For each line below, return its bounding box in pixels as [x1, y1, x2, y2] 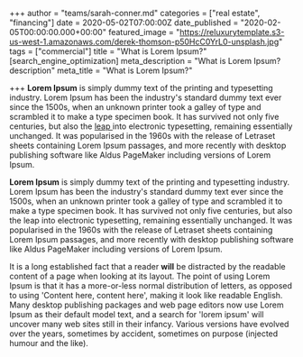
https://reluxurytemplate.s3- [179, 27, 285, 37]
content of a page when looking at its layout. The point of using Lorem [9, 270, 271, 281]
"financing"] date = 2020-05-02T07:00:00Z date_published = [9, 17, 239, 28]
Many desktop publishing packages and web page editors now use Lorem [9, 299, 284, 310]
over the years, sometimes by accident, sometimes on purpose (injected [9, 328, 279, 339]
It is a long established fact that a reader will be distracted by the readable [9, 261, 286, 271]
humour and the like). [9, 338, 88, 348]
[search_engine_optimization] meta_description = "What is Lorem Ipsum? [9, 56, 281, 66]
